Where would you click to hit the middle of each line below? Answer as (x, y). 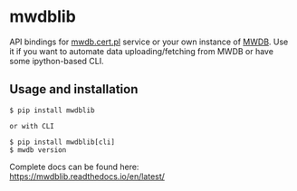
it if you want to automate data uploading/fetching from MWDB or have (142, 51)
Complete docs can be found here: (74, 167)
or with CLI (32, 126)
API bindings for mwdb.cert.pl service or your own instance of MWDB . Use (149, 42)
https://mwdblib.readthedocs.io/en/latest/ (87, 176)
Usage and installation (74, 89)
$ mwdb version (38, 150)
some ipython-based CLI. (57, 61)
